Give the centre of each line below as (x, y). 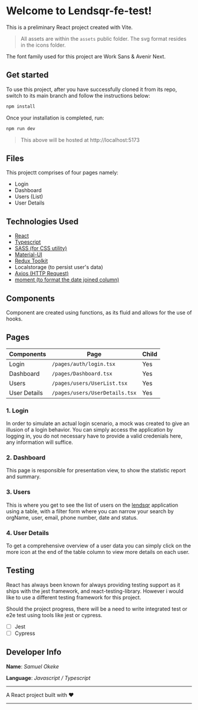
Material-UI (28, 255)
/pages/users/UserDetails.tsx (94, 393)
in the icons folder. (43, 45)
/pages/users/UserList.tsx (90, 383)
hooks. (14, 319)
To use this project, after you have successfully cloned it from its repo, (92, 89)
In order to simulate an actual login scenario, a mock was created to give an (98, 423)
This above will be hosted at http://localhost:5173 (80, 140)
